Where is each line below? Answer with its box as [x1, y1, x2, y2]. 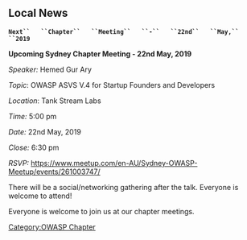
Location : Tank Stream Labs [8, 96, 102, 106]
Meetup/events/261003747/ [8, 167, 101, 176]
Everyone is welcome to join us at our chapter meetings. [8, 206, 195, 216]
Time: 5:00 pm [8, 111, 57, 121]
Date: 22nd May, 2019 [8, 126, 82, 136]
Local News [8, 6, 68, 20]
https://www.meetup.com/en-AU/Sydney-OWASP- [31, 158, 198, 168]
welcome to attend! [8, 191, 72, 201]
